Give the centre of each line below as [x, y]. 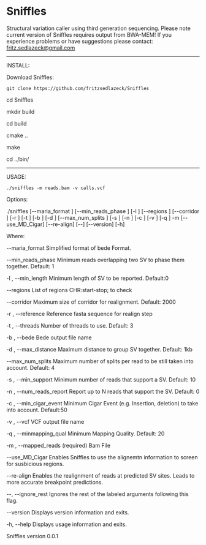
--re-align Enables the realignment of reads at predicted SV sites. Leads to [101, 475]
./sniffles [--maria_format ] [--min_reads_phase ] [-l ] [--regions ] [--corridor [103, 211]
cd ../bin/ [18, 159]
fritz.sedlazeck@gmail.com [41, 48]
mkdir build [21, 111]
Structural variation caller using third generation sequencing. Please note [99, 28]
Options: [17, 199]
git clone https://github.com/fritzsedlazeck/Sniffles [78, 88]
